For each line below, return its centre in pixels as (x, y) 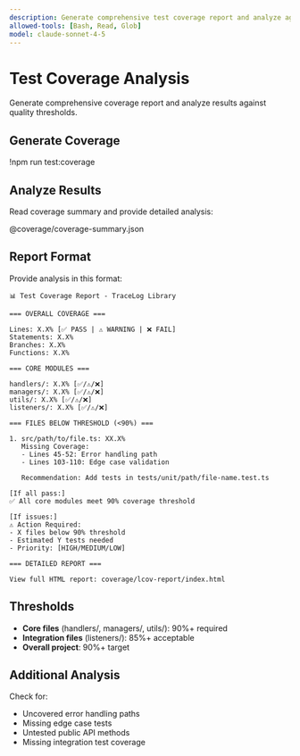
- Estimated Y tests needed (62, 540)
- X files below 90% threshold (67, 532)
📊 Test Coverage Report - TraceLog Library (93, 295)
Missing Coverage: (55, 446)
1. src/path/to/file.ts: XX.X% (67, 438)
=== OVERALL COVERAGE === (57, 313)
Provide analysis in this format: (66, 278)
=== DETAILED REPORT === (55, 563)
